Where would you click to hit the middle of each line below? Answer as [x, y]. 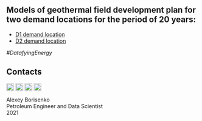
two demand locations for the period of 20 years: [101, 20]
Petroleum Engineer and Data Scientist [55, 106]
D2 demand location [40, 41]
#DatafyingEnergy [30, 53]
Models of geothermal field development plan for [101, 10]
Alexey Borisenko [28, 100]
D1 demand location [40, 34]
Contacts [24, 72]
